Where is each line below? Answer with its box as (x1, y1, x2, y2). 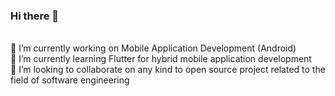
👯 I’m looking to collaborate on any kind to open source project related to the (10, 64, 326, 76)
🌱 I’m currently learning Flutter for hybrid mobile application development (10, 53, 312, 65)
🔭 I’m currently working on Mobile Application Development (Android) (10, 42, 297, 54)
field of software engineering (10, 74, 130, 86)
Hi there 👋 (10, 9, 60, 23)
